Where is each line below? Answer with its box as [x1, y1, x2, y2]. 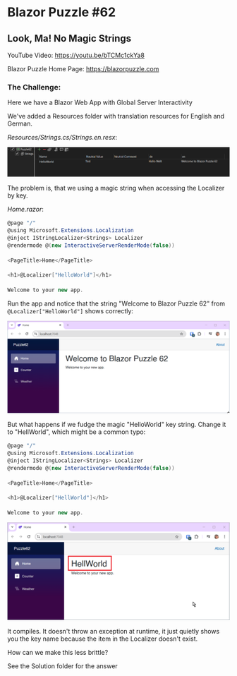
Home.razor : [7, 205, 44, 214]
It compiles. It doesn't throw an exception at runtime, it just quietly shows [7, 627, 220, 636]
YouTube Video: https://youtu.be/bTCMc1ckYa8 [7, 51, 145, 59]
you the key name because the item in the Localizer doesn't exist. [7, 634, 198, 643]
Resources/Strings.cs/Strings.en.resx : [7, 133, 118, 142]
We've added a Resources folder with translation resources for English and [7, 112, 224, 121]
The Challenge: [7, 82, 61, 92]
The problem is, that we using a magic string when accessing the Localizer [7, 184, 225, 193]
